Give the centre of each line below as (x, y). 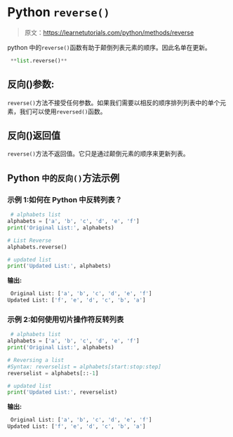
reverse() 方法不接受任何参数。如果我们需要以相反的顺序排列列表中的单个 (114, 102)
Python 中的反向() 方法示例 (64, 178)
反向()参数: (31, 85)
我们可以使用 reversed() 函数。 (63, 111)
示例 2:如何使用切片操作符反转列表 (66, 319)
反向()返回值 (34, 136)
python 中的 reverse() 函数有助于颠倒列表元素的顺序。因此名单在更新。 (109, 47)
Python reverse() (59, 12)
